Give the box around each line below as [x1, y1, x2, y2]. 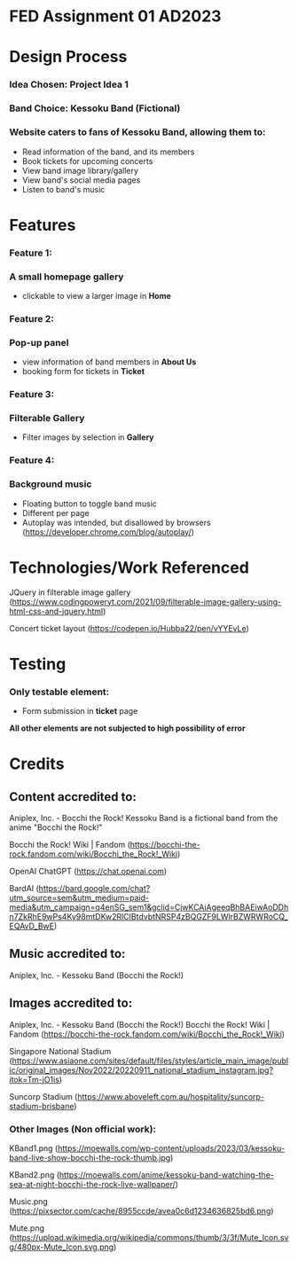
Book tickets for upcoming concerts [21, 155, 153, 166]
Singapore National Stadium [9, 1046, 112, 1056]
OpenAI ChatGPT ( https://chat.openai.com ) [9, 866, 168, 876]
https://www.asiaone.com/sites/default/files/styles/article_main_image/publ [12, 1055, 289, 1066]
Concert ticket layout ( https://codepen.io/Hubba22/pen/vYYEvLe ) [9, 623, 250, 633]
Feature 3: [9, 388, 55, 401]
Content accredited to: [9, 789, 137, 804]
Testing [9, 654, 67, 674]
